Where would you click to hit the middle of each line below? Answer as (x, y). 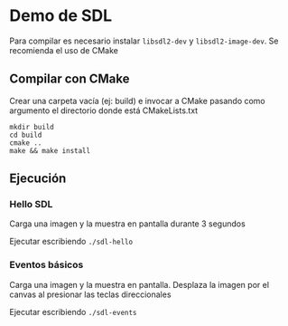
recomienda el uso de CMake (64, 50)
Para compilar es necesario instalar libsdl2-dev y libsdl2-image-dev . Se (144, 41)
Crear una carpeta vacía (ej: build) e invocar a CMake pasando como (138, 101)
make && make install (50, 150)
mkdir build (32, 127)
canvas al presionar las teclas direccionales (90, 294)
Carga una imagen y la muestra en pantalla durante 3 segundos (127, 224)
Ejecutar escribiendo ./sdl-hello (71, 242)
